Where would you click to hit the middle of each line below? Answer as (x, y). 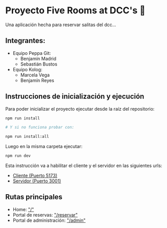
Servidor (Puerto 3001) (37, 181)
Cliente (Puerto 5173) (35, 176)
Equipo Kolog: (27, 69)
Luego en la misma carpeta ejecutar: (44, 147)
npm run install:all (27, 137)
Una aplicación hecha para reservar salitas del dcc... (61, 25)
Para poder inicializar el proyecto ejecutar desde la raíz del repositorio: (80, 109)
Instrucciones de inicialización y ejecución (75, 97)
